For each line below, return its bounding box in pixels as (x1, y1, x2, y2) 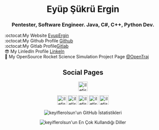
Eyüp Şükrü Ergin (46, 3, 120, 15)
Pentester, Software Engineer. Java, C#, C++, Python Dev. (11, 21, 155, 28)
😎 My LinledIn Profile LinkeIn (4, 48, 65, 54)
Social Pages (62, 68, 104, 77)
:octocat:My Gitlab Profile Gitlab (4, 43, 69, 49)
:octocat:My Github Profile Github (4, 38, 73, 44)
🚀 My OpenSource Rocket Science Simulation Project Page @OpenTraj (4, 54, 150, 60)
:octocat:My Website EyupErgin (4, 32, 69, 38)
